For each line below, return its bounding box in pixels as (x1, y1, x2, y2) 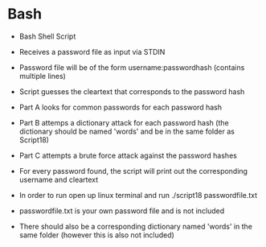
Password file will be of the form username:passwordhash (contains (18, 62, 245, 72)
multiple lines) (18, 71, 66, 80)
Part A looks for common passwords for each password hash (18, 102, 223, 112)
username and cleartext (18, 175, 99, 184)
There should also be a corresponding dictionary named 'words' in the (18, 221, 252, 231)
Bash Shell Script (18, 31, 76, 41)
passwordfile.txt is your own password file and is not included (18, 206, 225, 216)
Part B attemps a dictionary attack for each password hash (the (18, 117, 230, 127)
